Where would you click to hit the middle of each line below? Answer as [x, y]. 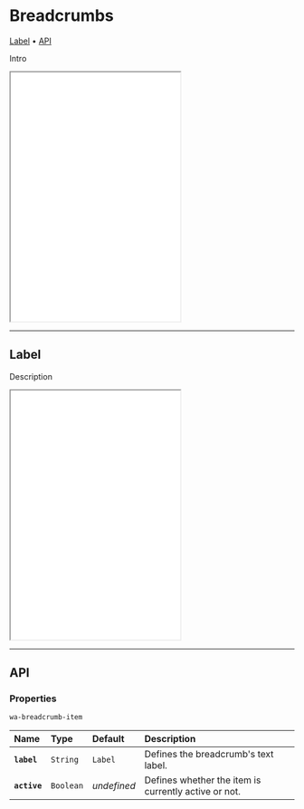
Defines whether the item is [203, 780]
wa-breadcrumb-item [46, 718]
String [65, 760]
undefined [114, 786]
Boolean [67, 786]
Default [108, 739]
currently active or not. [193, 792]
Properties [33, 698]
